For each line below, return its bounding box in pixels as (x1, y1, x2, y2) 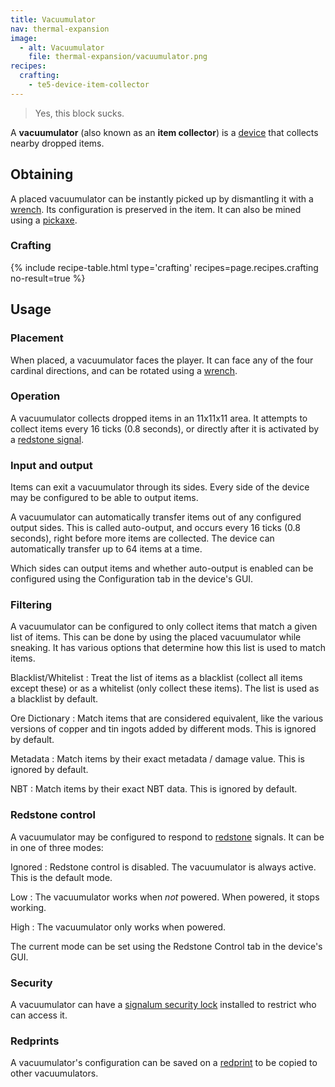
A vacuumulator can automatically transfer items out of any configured (10, 511, 302, 523)
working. (10, 901, 47, 913)
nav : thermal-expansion (10, 24, 110, 34)
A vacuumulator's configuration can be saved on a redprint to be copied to (10, 1057, 318, 1069)
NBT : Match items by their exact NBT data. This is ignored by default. (10, 783, 298, 795)
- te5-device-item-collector (28, 80, 150, 90)
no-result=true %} (10, 272, 86, 284)
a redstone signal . (10, 433, 85, 445)
